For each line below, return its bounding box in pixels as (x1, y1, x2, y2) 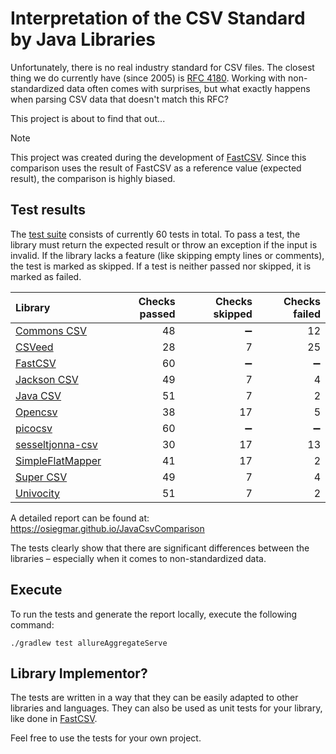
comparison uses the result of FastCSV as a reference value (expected (10, 162, 302, 174)
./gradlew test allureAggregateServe (10, 638, 168, 648)
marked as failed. (10, 270, 82, 282)
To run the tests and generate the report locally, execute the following (10, 608, 298, 620)
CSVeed (15, 340, 54, 354)
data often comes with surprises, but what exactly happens (66, 82, 311, 94)
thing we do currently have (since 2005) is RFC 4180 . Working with (10, 72, 287, 84)
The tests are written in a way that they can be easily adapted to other (10, 692, 299, 704)
